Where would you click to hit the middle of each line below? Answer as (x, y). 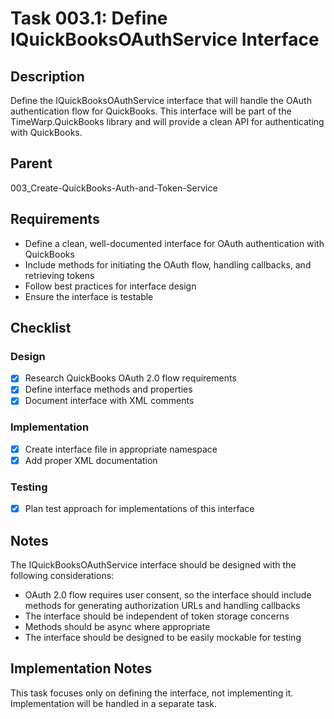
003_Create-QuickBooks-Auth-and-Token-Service (114, 188)
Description (47, 76)
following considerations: (62, 576)
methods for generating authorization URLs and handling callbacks (162, 606)
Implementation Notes (81, 668)
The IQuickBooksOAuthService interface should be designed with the (153, 565)
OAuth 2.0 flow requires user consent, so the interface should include (168, 595)
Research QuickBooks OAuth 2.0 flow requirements (130, 378)
